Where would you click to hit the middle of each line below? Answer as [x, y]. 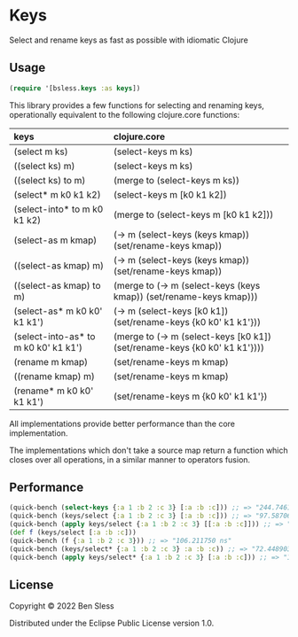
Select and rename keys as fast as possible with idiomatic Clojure [129, 40]
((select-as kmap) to [57, 285]
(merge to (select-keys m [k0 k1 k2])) [194, 214]
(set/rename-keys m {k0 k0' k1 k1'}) [191, 396]
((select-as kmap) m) [59, 265]
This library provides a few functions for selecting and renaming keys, [137, 105]
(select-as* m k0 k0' [58, 311]
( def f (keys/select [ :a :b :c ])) [73, 532]
